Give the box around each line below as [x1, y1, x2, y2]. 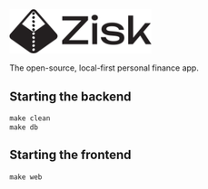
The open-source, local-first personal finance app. [9, 62, 200, 73]
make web [9, 172, 43, 182]
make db [9, 122, 39, 132]
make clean [9, 113, 51, 123]
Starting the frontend [9, 147, 132, 163]
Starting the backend [9, 89, 132, 104]
